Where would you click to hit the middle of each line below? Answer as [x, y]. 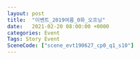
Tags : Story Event [33, 39]
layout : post [26, 13]
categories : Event [33, 33]
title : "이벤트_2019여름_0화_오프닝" [56, 20]
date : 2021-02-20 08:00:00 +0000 [58, 26]
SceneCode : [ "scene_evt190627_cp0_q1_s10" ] [71, 46]
